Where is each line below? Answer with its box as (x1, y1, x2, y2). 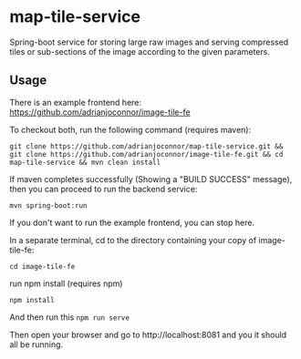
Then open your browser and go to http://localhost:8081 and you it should (9, 329, 287, 340)
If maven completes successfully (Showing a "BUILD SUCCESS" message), (9, 173, 293, 184)
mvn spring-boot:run (9, 200, 88, 210)
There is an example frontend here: (9, 97, 142, 108)
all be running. (9, 339, 64, 350)
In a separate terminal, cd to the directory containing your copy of (9, 234, 257, 245)
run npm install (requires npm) (9, 278, 123, 289)
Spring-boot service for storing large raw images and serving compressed (9, 36, 289, 47)
